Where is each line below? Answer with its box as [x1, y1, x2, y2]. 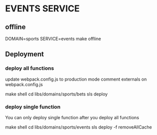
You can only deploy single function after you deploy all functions [5, 114, 139, 120]
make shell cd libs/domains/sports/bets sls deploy [5, 91, 108, 97]
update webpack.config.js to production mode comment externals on [5, 76, 147, 82]
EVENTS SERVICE [5, 3, 80, 14]
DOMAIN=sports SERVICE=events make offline [5, 36, 101, 42]
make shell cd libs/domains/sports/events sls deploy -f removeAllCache [5, 124, 153, 130]
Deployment [5, 50, 44, 58]
